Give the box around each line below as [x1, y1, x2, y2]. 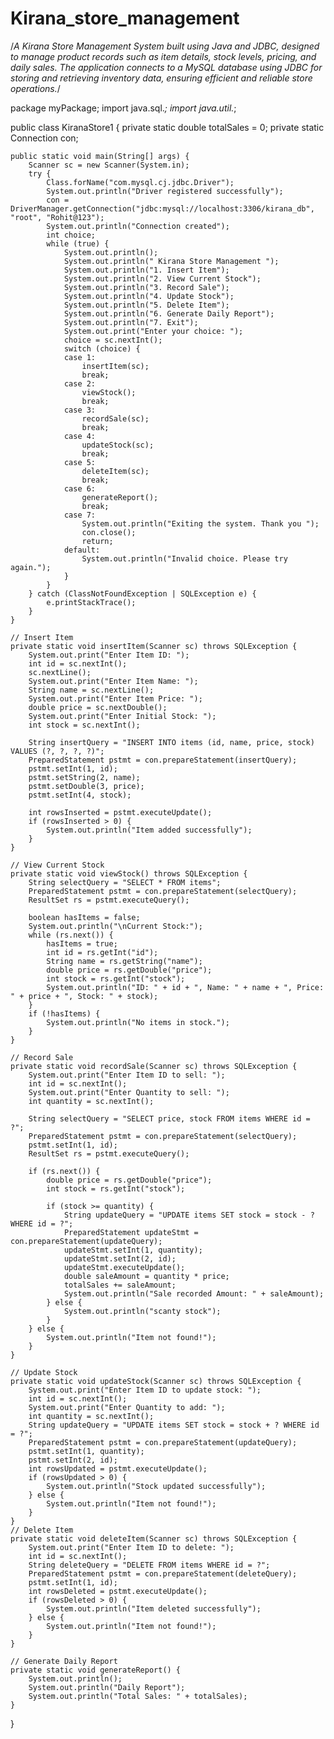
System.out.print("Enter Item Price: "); [28, 693, 203, 704]
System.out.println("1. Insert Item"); [63, 265, 230, 275]
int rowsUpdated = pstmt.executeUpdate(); [28, 1463, 208, 1474]
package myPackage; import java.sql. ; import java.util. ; [10, 102, 237, 114]
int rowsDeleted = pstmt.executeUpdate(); [28, 1586, 208, 1596]
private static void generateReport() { [10, 1665, 182, 1675]
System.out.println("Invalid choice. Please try [81, 553, 288, 564]
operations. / [10, 82, 61, 94]
